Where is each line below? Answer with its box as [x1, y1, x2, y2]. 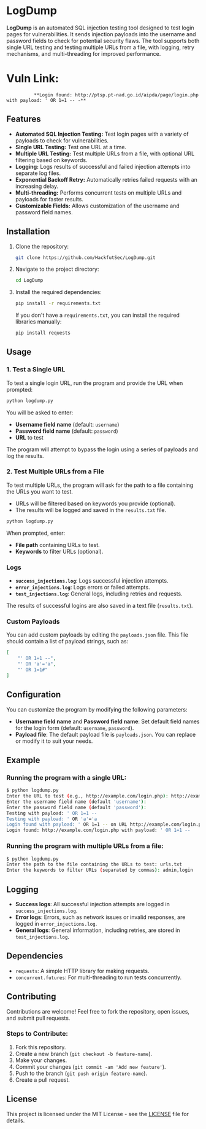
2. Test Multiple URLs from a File [6, 467, 104, 476]
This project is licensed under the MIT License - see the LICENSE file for [6, 1110, 189, 1117]
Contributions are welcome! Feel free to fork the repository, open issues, [6, 1007, 190, 1015]
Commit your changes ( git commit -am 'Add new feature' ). [15, 1063, 167, 1070]
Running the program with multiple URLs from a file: [6, 842, 164, 850]
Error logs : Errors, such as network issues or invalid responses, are [15, 913, 186, 921]
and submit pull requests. [6, 1014, 71, 1022]
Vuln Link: [6, 72, 59, 86]
